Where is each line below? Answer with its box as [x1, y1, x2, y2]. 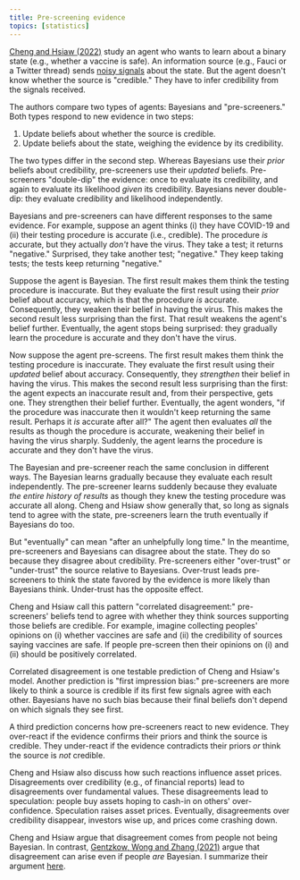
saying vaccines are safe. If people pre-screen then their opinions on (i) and [9, 639, 289, 649]
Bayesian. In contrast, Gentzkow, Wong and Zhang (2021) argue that [9, 842, 261, 852]
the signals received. [9, 84, 87, 95]
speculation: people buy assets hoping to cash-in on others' [9, 795, 230, 806]
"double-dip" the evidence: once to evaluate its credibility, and [47, 173, 279, 184]
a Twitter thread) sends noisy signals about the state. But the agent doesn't [9, 64, 287, 76]
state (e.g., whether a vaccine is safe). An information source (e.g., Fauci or [9, 55, 287, 66]
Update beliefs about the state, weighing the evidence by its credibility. [21, 138, 284, 148]
